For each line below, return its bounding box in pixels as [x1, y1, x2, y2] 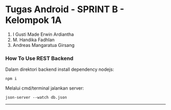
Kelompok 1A [5, 14, 62, 26]
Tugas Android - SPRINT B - [5, 4, 125, 15]
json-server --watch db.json [5, 95, 67, 100]
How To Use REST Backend [5, 54, 74, 62]
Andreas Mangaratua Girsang [12, 42, 75, 48]
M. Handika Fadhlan [12, 37, 55, 43]
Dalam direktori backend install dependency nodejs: [5, 66, 115, 72]
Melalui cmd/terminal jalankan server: [5, 85, 84, 91]
